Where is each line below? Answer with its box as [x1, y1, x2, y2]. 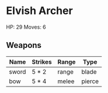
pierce [81, 77, 99, 85]
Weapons [6, 40, 42, 50]
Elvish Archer [6, 4, 73, 18]
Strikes [32, 57, 53, 66]
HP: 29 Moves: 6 [6, 23, 47, 30]
